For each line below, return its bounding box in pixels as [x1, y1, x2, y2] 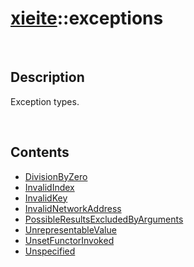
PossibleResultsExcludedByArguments [24, 213, 184, 225]
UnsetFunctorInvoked [24, 234, 115, 246]
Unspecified [24, 245, 76, 257]
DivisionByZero [24, 170, 88, 182]
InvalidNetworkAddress [24, 202, 122, 214]
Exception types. [10, 95, 80, 107]
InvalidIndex [24, 181, 75, 193]
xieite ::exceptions [10, 7, 164, 30]
